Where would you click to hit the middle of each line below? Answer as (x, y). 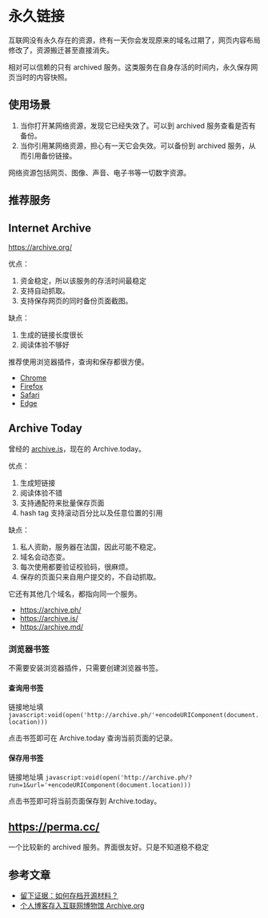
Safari (30, 395)
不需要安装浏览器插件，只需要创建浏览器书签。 (85, 668)
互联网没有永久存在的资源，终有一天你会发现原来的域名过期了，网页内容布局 (134, 40)
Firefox (32, 386)
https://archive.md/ (52, 627)
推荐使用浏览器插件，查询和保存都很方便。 (78, 362)
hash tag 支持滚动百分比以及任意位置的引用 (91, 512)
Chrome (33, 378)
